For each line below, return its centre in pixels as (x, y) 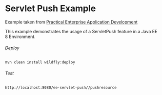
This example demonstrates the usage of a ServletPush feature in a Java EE (81, 31)
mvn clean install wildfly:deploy (40, 62)
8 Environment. (20, 37)
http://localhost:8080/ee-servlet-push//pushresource (61, 88)
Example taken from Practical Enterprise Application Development (71, 22)
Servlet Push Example (51, 9)
